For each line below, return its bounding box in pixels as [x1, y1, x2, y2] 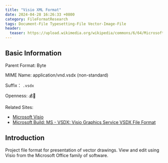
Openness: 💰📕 [5, 92, 36, 98]
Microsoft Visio [12, 113, 44, 120]
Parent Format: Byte [5, 62, 46, 68]
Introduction [5, 133, 45, 142]
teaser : [9, 30, 26, 35]
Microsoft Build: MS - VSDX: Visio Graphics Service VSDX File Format [12, 119, 156, 125]
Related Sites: [5, 104, 33, 110]
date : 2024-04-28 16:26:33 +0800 [5, 12, 75, 17]
